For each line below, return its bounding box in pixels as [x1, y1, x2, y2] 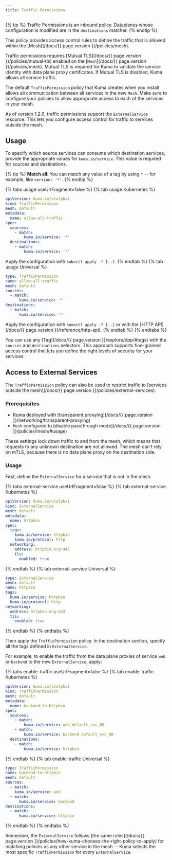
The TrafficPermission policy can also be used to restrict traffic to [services [5, 382, 167, 388]
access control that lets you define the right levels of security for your [5, 348, 153, 354]
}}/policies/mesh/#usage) [12, 428, 67, 434]
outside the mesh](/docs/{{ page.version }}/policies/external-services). [5, 387, 157, 393]
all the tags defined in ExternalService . [5, 643, 88, 650]
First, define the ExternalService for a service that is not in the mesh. [5, 474, 152, 480]
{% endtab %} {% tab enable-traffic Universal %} [5, 756, 110, 762]
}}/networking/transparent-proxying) [12, 417, 91, 423]
